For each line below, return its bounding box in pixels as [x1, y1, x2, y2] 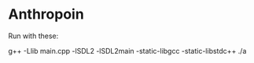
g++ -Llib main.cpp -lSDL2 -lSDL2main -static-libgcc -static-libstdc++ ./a [8, 46, 247, 55]
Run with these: [8, 31, 59, 40]
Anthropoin [8, 5, 84, 23]
